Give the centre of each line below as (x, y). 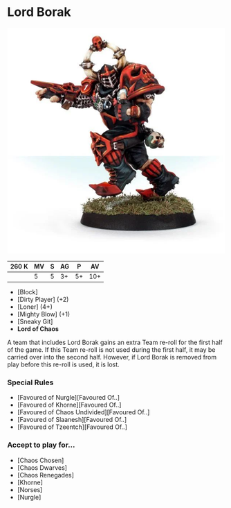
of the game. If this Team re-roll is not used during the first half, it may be (111, 349)
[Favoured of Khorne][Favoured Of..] (69, 405)
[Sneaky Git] (35, 321)
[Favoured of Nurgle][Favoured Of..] (68, 398)
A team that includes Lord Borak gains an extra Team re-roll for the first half (115, 342)
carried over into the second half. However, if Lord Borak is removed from (112, 357)
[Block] (27, 291)
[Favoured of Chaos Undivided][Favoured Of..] (83, 412)
